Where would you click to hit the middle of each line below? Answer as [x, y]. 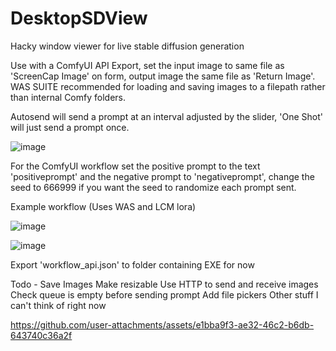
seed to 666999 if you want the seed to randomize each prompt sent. [153, 187]
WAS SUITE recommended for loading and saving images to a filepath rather [168, 86]
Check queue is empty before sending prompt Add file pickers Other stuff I [164, 294]
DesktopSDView [79, 18]
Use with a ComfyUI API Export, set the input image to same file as [147, 65]
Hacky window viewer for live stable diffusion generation [127, 46]
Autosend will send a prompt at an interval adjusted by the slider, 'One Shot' [167, 116]
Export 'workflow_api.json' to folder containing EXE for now [132, 264]
